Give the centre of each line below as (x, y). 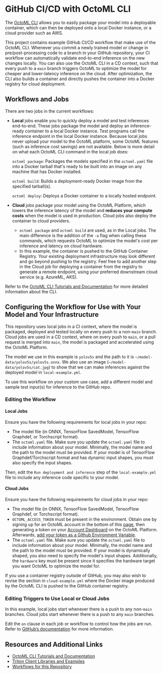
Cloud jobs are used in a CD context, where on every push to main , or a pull (80, 337)
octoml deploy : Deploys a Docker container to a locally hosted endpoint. (84, 196)
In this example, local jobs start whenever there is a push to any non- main (79, 609)
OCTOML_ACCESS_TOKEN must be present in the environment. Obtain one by (84, 519)
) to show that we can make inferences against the (99, 367)
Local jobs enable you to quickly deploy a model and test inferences (81, 120)
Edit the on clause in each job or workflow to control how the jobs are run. (79, 624)
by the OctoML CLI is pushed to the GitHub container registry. (67, 586)
